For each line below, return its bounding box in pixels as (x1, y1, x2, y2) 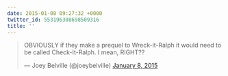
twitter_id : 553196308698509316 (7, 16, 99, 23)
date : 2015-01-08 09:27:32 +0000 (7, 9, 103, 17)
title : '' (7, 22, 36, 29)
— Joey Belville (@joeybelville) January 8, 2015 (23, 62, 158, 70)
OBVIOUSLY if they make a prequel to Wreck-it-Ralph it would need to (23, 41, 222, 50)
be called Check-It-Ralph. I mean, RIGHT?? (23, 48, 145, 56)
